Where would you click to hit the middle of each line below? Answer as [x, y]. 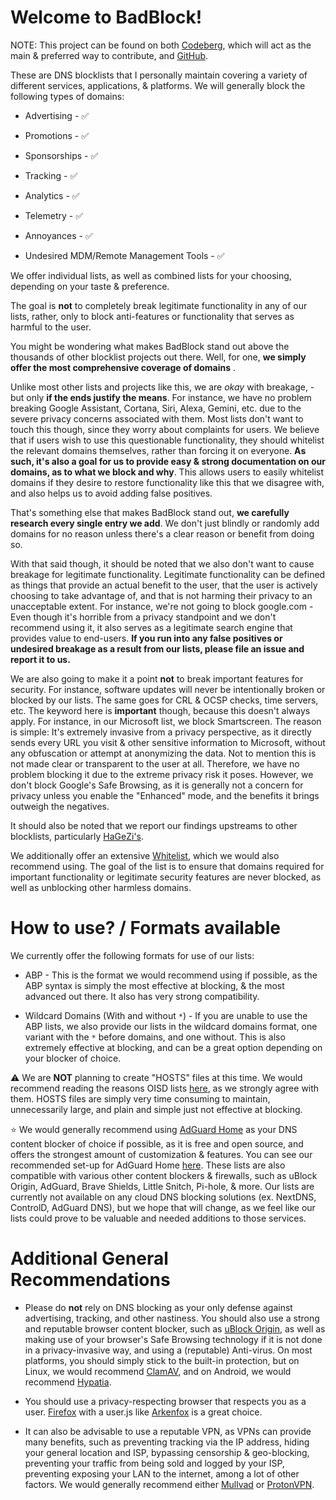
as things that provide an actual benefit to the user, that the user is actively [164, 585]
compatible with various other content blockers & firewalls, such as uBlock [164, 1175]
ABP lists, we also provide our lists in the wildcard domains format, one [171, 1026]
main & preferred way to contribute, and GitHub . [109, 55]
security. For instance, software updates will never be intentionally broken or [168, 689]
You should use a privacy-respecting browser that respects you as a [165, 1401]
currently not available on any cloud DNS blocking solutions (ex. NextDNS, [163, 1197]
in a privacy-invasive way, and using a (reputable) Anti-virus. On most [168, 1350]
